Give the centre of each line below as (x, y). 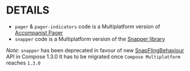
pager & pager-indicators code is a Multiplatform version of (87, 26)
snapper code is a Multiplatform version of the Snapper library (90, 39)
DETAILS (28, 10)
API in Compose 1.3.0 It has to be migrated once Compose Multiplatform (93, 56)
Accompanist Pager (39, 32)
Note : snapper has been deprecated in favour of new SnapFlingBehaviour (95, 50)
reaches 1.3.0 (23, 63)
